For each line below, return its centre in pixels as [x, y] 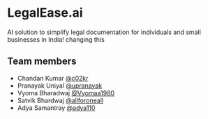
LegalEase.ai [45, 13]
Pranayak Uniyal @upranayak [60, 86]
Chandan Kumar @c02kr [53, 78]
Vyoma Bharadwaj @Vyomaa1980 [66, 93]
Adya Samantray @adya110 [56, 108]
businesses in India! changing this [56, 39]
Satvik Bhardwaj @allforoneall [60, 100]
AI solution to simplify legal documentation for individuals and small [104, 32]
